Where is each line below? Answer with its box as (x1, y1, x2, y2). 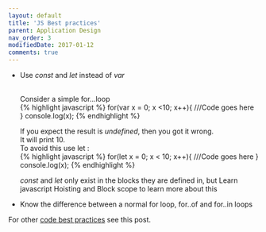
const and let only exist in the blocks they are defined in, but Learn (19, 176, 238, 185)
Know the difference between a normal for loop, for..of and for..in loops (19, 199, 253, 209)
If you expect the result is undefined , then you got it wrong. (19, 126, 214, 136)
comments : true (8, 48, 59, 56)
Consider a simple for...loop (19, 95, 110, 103)
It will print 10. (19, 135, 66, 144)
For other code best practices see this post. (8, 215, 152, 224)
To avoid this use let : (19, 144, 90, 153)
